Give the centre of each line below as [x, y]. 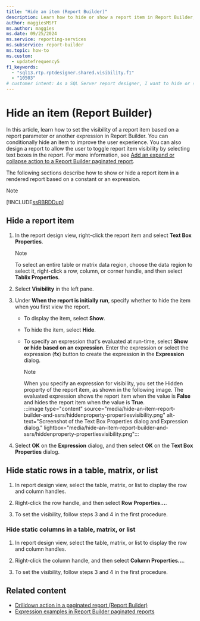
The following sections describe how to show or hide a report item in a [93, 173]
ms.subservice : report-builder [45, 45]
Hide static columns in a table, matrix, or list [71, 529]
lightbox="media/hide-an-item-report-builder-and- [106, 427]
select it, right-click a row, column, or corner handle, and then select [99, 271]
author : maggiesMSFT [32, 23]
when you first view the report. [52, 307]
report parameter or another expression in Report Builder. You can [87, 136]
